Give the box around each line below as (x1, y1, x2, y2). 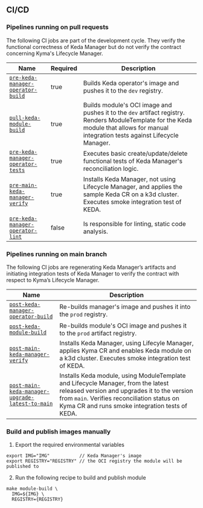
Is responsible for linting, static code (83, 219, 186, 228)
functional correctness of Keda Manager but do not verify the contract (6, 43, 181, 50)
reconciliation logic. (83, 164, 139, 173)
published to (6, 463, 39, 470)
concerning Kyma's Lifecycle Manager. (6, 50, 104, 57)
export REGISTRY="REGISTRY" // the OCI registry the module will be (6, 458, 182, 464)
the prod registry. (59, 310, 108, 318)
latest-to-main (9, 400, 53, 407)
